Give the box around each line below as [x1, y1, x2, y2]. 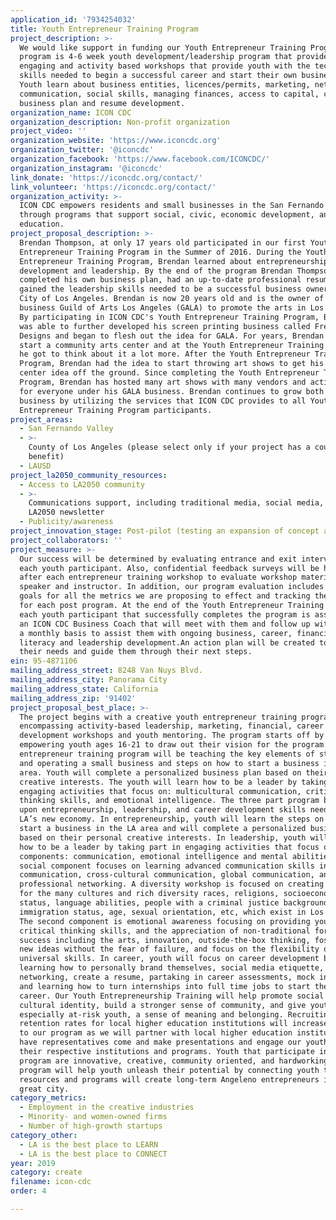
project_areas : [10, 414, 74, 425]
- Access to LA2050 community [19, 479, 145, 490]
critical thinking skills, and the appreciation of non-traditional [19, 926, 311, 936]
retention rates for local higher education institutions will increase [19, 1019, 329, 1029]
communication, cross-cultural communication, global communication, [19, 870, 315, 880]
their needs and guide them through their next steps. [19, 647, 253, 657]
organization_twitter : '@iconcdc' [10, 145, 155, 155]
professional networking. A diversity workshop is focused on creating [19, 879, 325, 890]
